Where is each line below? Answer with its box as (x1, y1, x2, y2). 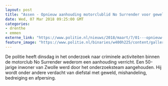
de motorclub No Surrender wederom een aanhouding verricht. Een (5, 58, 144, 65)
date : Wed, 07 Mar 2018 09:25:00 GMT (5, 16, 84, 21)
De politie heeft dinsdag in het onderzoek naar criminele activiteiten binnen (5, 53, 160, 59)
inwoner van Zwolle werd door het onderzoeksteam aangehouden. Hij (17, 64, 161, 70)
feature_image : (5, 40, 37, 45)
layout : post (5, 7, 32, 12)
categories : (5, 21, 30, 26)
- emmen (5, 30, 21, 35)
